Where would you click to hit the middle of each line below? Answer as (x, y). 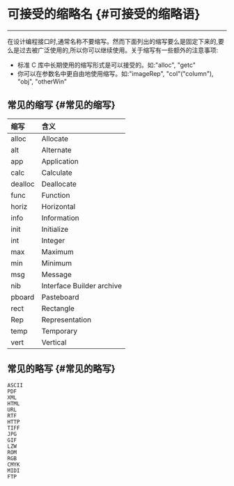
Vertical (54, 342)
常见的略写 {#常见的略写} (62, 369)
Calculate (57, 173)
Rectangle (58, 308)
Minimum (56, 263)
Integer (53, 240)
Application (60, 161)
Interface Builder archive (81, 285)
